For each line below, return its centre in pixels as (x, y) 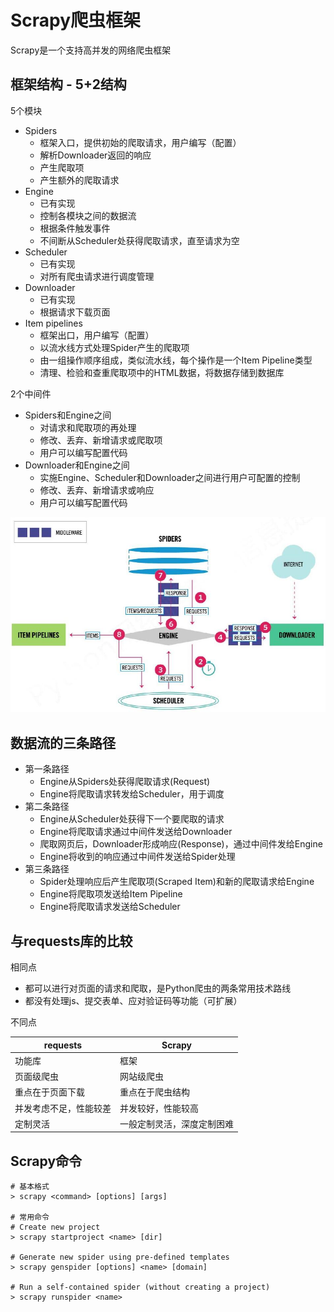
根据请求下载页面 (75, 312)
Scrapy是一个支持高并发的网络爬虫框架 (91, 50)
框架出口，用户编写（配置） (97, 335)
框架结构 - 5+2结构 (68, 84)
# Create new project (55, 1227)
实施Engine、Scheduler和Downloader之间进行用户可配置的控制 (170, 477)
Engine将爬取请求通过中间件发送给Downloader (136, 832)
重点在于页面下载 (49, 1092)
